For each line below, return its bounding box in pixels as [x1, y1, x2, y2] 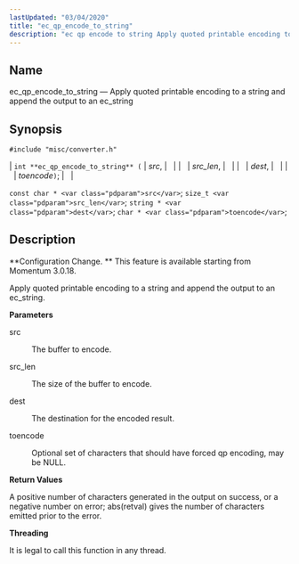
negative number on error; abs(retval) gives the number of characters [9, 501, 265, 511]
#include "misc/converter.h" [9, 145, 117, 154]
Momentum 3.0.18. [9, 265, 77, 276]
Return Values [9, 474, 63, 485]
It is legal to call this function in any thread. [9, 544, 166, 555]
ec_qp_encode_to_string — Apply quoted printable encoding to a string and [9, 86, 286, 97]
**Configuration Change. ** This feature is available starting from [9, 256, 252, 266]
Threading [9, 527, 49, 538]
